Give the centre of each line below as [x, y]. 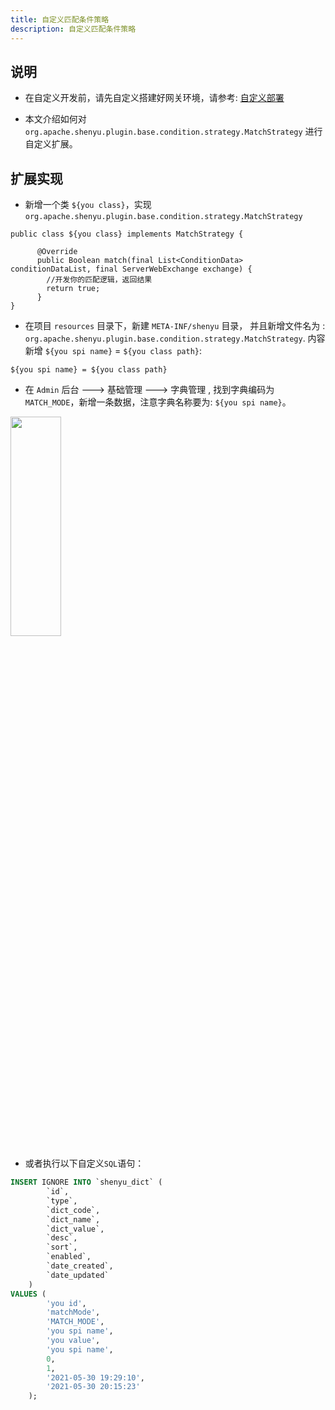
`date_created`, [80, 1266]
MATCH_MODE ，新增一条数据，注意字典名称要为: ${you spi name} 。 [158, 402]
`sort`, [62, 1247]
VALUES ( [28, 1294]
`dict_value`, [75, 1229]
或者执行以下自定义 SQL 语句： [84, 1163]
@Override [57, 252]
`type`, [62, 1201]
